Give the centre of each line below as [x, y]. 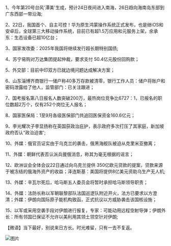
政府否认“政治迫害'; [25, 132]
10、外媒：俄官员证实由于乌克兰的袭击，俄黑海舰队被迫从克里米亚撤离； [81, 143]
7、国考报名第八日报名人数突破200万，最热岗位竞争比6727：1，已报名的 [81, 98]
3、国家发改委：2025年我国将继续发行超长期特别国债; [62, 48]
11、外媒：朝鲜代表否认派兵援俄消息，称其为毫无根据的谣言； [69, 154]
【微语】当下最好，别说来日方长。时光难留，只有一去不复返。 [70, 228]
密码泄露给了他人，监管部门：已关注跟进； [50, 87]
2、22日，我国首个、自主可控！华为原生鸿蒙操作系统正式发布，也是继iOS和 [84, 25]
